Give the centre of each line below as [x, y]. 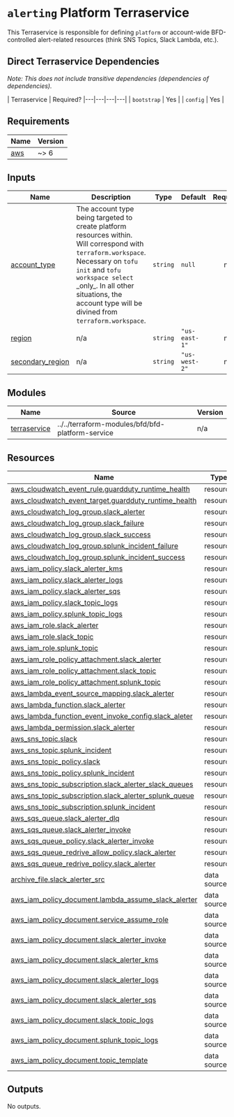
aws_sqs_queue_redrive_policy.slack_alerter [83, 864]
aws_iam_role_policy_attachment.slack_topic [84, 671]
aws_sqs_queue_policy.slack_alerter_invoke [83, 841]
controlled [22, 39]
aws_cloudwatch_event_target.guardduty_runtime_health [104, 501]
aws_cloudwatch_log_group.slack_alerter [78, 512]
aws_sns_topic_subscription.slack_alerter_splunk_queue [103, 796]
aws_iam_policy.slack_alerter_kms [67, 569]
